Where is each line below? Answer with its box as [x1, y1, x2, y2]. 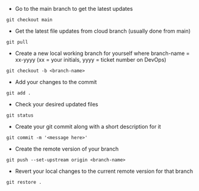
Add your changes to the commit [15, 79, 97, 85]
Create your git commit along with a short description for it [15, 123, 161, 130]
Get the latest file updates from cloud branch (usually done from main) [15, 27, 191, 34]
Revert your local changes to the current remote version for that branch [15, 167, 194, 175]
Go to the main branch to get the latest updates [15, 5, 133, 12]
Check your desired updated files [15, 101, 99, 108]
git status [6, 112, 34, 118]
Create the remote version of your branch [15, 145, 119, 152]
